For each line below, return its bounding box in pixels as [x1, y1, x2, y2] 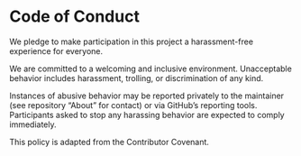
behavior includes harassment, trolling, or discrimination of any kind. [9, 72, 264, 83]
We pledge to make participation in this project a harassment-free [9, 36, 254, 47]
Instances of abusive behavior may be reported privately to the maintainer [9, 90, 285, 101]
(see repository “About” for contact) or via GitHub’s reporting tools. [9, 99, 258, 110]
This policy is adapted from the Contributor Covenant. [9, 136, 210, 147]
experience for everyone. [9, 45, 104, 56]
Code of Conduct [9, 6, 140, 27]
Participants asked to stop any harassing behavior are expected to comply [9, 109, 286, 120]
